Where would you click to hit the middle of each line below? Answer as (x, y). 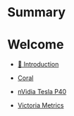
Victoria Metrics (41, 105)
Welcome (36, 45)
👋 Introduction (38, 64)
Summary (36, 12)
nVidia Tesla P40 (42, 92)
